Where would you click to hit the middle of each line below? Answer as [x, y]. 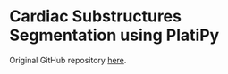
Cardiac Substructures [95, 16]
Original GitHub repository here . [68, 60]
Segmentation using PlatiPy [114, 35]
